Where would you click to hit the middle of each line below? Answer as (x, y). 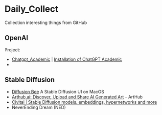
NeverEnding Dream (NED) (39, 107)
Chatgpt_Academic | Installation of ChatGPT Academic (67, 59)
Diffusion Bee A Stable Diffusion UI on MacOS (58, 92)
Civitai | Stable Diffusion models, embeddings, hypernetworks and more (84, 102)
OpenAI (16, 38)
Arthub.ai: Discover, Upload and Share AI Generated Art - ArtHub (77, 97)
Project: (12, 49)
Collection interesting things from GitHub (46, 23)
